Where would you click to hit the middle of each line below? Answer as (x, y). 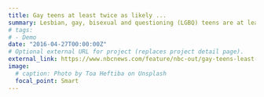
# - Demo (22, 37)
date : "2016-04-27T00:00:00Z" (58, 45)
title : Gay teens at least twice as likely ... (88, 15)
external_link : (33, 59)
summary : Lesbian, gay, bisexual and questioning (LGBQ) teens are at (126, 23)
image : (19, 66)
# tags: (21, 30)
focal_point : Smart (47, 81)
